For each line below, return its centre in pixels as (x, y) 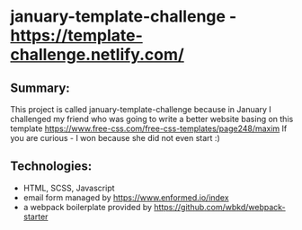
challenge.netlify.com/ (98, 55)
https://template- (76, 35)
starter (36, 217)
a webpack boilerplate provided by (87, 207)
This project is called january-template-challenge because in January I (141, 109)
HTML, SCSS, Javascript (69, 188)
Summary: (40, 88)
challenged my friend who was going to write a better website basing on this (152, 119)
